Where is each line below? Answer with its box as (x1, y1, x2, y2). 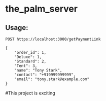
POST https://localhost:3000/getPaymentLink (5, 37, 101, 42)
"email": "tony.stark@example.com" (14, 77, 90, 82)
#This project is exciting (5, 90, 56, 96)
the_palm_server (5, 3, 78, 15)
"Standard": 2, (14, 59, 47, 64)
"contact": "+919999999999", (14, 72, 76, 77)
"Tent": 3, (14, 63, 38, 69)
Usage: (5, 23, 29, 32)
